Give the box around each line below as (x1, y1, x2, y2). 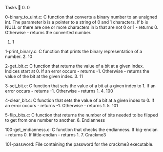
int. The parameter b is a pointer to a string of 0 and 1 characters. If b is (5, 19, 148, 25)
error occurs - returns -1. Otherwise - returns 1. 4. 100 (5, 88, 113, 94)
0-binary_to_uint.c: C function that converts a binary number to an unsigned (5, 14, 158, 19)
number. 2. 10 (5, 54, 33, 59)
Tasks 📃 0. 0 (5, 5, 30, 10)
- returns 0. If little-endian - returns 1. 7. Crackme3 (5, 132, 106, 137)
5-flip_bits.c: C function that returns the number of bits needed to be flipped (5, 112, 158, 118)
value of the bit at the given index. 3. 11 (5, 74, 83, 79)
